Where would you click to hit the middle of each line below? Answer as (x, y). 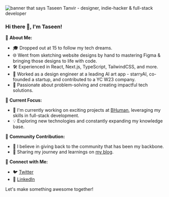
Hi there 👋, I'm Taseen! (34, 27)
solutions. (23, 90)
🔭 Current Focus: (24, 100)
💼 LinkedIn (24, 179)
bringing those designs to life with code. (55, 61)
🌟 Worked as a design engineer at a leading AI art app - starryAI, (80, 74)
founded (21, 80)
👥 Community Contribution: (35, 137)
